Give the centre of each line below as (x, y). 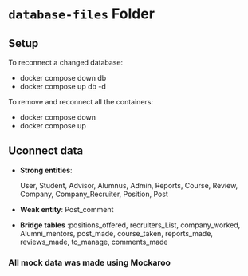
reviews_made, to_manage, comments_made (94, 242)
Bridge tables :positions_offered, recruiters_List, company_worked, (130, 225)
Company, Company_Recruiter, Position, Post (94, 194)
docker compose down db (63, 78)
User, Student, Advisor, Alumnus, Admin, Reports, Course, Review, (129, 185)
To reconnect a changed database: (66, 62)
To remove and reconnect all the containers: (81, 102)
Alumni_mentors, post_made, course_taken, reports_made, (116, 233)
